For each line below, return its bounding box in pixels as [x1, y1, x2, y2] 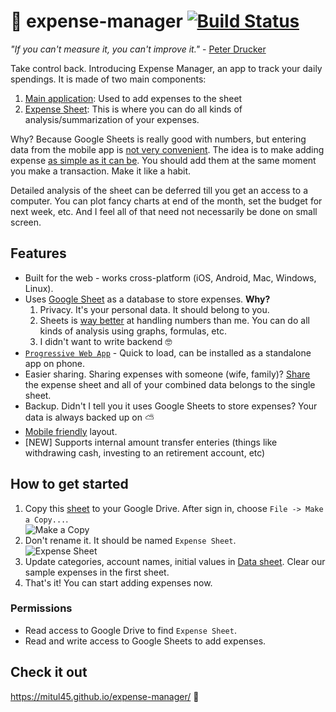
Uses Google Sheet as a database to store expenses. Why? [24, 293, 271, 305]
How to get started [10, 476, 129, 493]
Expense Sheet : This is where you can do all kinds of [24, 103, 243, 115]
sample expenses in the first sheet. [24, 566, 170, 578]
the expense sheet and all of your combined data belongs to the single [24, 378, 316, 390]
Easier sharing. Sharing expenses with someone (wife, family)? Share [24, 368, 311, 380]
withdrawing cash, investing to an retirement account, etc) [24, 446, 266, 459]
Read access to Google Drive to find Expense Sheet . [24, 624, 237, 636]
